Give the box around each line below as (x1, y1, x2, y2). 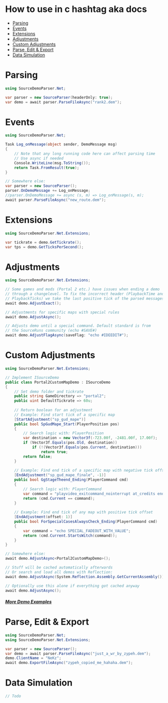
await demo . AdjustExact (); (5, 301, 61, 306)
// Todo (5, 694, 21, 699)
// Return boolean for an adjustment (14, 408, 93, 413)
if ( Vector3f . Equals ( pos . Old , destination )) (23, 440, 117, 445)
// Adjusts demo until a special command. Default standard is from (5, 323, 151, 328)
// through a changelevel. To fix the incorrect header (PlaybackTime (5, 291, 155, 297)
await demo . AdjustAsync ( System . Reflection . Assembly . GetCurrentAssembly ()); (5, 574, 166, 579)
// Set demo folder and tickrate (14, 389, 84, 394)
